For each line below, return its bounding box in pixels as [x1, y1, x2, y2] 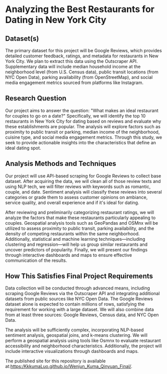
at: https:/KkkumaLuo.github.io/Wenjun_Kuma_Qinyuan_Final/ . [5, 363, 132, 369]
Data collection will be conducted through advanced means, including [5, 285, 150, 291]
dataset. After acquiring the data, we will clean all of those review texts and [5, 178, 161, 184]
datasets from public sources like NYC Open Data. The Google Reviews [5, 296, 153, 302]
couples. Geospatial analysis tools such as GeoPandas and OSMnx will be [5, 220, 158, 226]
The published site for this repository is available [5, 358, 106, 364]
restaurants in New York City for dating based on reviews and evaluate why [5, 118, 161, 124]
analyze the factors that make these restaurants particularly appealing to [5, 215, 156, 221]
